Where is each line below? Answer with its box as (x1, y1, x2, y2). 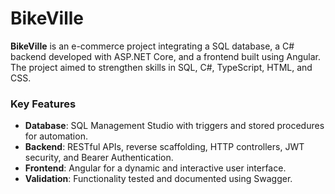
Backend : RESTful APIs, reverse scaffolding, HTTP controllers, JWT (24, 141, 305, 153)
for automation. (24, 130, 88, 142)
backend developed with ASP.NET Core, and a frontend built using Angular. (10, 50, 322, 62)
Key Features (10, 97, 77, 111)
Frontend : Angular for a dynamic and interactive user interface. (24, 162, 287, 174)
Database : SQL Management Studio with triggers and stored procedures (24, 120, 325, 132)
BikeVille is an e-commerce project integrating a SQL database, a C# (10, 40, 295, 52)
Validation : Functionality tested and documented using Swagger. (24, 173, 293, 185)
